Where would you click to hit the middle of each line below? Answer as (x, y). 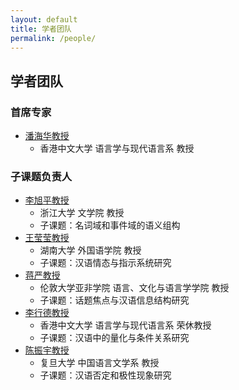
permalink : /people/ (53, 38)
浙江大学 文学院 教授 (82, 213)
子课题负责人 (41, 176)
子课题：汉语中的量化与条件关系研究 (114, 338)
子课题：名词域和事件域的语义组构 (110, 225)
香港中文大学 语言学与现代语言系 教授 (117, 148)
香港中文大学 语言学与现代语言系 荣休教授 (125, 325)
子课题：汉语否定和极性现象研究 (105, 375)
